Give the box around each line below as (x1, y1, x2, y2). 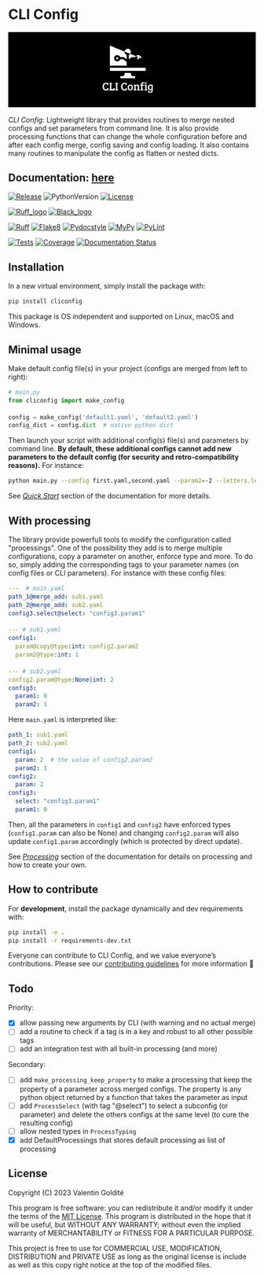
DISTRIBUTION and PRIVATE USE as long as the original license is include (8, 1252, 247, 1261)
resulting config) (19, 1118, 73, 1128)
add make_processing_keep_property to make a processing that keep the (19, 1075, 253, 1084)
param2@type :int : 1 (15, 651, 79, 659)
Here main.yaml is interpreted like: (8, 715, 118, 724)
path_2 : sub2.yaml (8, 739, 68, 748)
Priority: (8, 1003, 34, 1012)
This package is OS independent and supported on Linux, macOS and (8, 312, 234, 322)
